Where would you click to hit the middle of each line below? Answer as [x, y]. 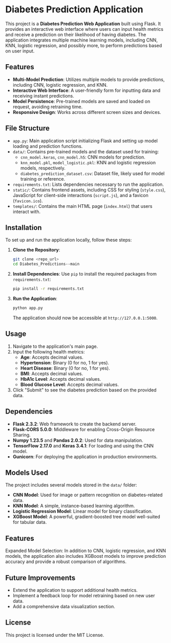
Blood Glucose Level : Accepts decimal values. [70, 384]
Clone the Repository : [36, 250]
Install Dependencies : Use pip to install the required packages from [85, 274]
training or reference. [43, 179]
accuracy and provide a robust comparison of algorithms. [66, 562]
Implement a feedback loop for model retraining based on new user [84, 595]
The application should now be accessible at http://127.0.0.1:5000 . [85, 318]
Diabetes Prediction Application [74, 9]
